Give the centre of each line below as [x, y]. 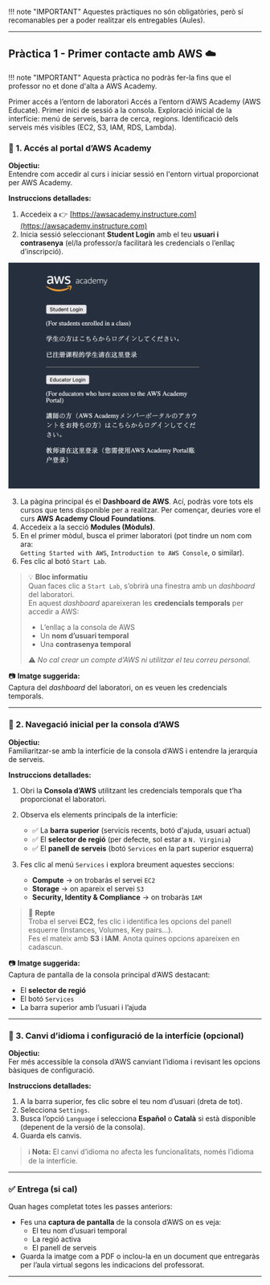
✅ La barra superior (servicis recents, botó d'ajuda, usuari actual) [141, 830]
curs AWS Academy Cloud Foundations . [88, 519]
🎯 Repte [41, 912]
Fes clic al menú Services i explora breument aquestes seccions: [127, 864]
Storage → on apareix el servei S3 [88, 888]
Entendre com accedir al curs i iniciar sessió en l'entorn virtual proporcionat [134, 174]
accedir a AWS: [53, 612]
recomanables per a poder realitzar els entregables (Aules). [107, 20]
